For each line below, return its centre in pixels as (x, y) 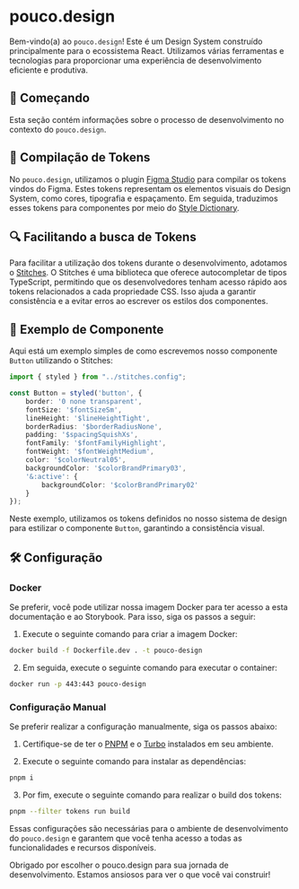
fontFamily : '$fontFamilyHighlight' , (96, 443)
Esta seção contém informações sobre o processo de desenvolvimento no (147, 119)
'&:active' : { (52, 476)
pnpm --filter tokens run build (70, 811)
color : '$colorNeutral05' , (76, 460)
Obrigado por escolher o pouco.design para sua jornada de (119, 865)
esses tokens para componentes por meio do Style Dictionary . (124, 207)
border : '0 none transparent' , (84, 401)
